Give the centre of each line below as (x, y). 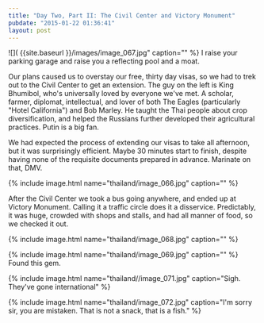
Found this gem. (34, 263)
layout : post (30, 30)
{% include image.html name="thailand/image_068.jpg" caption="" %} (124, 240)
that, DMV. (25, 168)
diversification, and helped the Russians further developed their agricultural (132, 119)
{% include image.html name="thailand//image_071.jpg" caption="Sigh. (124, 279)
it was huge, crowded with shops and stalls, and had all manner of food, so (131, 216)
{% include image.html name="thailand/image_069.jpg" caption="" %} (124, 255)
